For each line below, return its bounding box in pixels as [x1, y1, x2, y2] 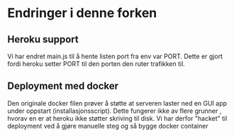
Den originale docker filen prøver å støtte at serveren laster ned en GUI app [7, 99, 228, 107]
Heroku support [7, 33, 79, 45]
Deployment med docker [7, 80, 119, 92]
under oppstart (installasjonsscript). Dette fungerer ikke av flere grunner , [7, 106, 222, 115]
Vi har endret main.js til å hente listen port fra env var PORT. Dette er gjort [7, 52, 223, 60]
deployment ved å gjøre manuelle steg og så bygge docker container [7, 121, 208, 130]
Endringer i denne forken [7, 5, 157, 21]
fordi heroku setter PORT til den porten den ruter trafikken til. [7, 60, 186, 68]
